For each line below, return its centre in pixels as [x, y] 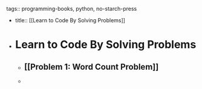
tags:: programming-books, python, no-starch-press [72, 9]
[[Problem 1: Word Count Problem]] [91, 66]
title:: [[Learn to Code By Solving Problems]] [70, 20]
